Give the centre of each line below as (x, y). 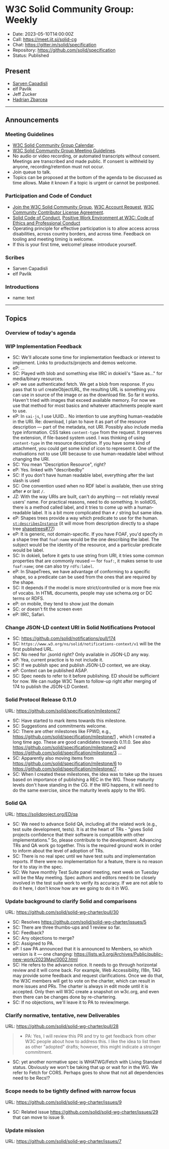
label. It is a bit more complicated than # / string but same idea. (98, 512)
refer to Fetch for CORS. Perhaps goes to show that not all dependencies (88, 1073)
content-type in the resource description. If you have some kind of (81, 443)
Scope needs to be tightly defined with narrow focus (71, 1091)
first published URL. (33, 649)
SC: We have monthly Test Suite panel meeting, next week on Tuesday (86, 872)
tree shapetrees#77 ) (34, 528)
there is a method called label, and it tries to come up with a (74, 507)
